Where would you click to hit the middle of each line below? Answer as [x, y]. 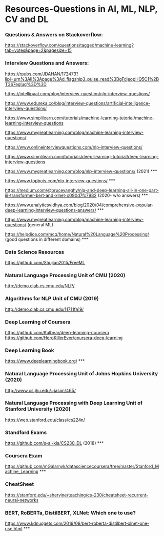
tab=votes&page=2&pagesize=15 [38, 50]
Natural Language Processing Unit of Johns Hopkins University [82, 374]
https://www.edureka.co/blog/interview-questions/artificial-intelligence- [78, 103]
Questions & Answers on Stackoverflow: [54, 35]
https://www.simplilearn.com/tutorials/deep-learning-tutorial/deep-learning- [82, 156]
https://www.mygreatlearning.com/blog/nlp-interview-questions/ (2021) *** [81, 171]
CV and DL [27, 19]
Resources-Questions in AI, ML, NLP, [81, 9]
